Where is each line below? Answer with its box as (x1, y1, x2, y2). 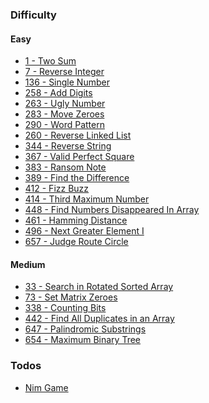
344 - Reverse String (24, 140, 112, 152)
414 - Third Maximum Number (24, 193, 150, 205)
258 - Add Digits (24, 87, 93, 99)
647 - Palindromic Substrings (24, 323, 147, 335)
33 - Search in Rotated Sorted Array (24, 281, 174, 293)
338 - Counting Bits (24, 302, 107, 314)
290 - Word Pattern (24, 119, 105, 131)
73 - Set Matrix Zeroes (24, 291, 118, 303)
